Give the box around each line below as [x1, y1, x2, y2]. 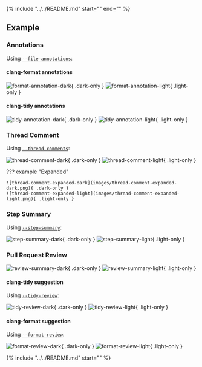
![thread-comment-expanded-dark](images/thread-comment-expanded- [6, 180, 177, 186]
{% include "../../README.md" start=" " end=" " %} [6, 5, 131, 12]
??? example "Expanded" [6, 168, 69, 175]
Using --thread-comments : [6, 145, 70, 152]
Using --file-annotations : [6, 55, 73, 62]
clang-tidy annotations [6, 103, 65, 110]
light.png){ [6, 196, 36, 202]
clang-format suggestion [6, 317, 71, 325]
